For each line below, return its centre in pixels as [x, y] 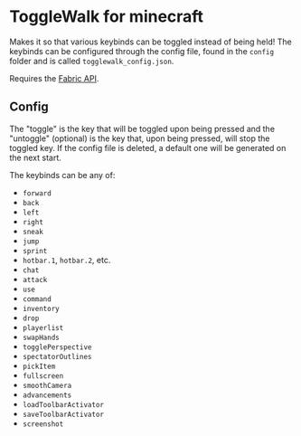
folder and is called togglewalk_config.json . [92, 61]
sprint [35, 251]
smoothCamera [47, 385]
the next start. [35, 157]
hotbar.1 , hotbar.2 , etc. [66, 260]
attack [35, 280]
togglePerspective [57, 347]
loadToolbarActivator [63, 404]
